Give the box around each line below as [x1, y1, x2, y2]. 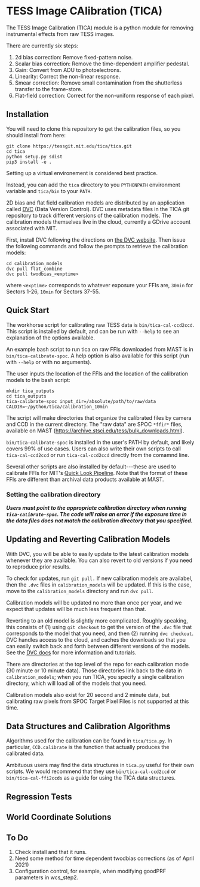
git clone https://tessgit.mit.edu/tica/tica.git [6, 143, 133, 149]
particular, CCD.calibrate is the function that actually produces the [6, 744, 170, 751]
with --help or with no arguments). [6, 358, 91, 365]
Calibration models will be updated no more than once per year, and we [6, 599, 182, 606]
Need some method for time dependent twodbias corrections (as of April [14, 855, 194, 862]
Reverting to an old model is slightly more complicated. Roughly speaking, [6, 617, 188, 624]
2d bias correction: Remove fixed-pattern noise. [14, 53, 133, 61]
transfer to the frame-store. [14, 85, 82, 92]
